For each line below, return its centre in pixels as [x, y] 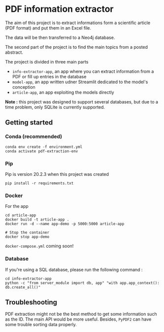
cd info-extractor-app [28, 279]
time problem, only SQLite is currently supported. [55, 107]
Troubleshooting [31, 302]
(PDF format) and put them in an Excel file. [48, 28]
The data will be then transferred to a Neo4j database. [60, 37]
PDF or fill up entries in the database [49, 76]
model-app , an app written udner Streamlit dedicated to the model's [80, 82]
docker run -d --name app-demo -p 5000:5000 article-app [65, 224]
